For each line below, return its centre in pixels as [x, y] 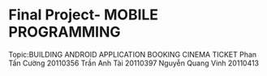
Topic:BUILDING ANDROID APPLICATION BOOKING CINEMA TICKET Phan [133, 54]
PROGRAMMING [65, 32]
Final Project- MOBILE [84, 15]
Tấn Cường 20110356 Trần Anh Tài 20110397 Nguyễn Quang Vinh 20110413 [134, 63]
